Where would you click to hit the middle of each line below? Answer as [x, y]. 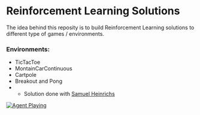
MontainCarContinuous [44, 69]
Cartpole [26, 75]
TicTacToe [28, 62]
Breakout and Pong [39, 81]
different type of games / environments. [55, 33]
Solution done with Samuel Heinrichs [69, 94]
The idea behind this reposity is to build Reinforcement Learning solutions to [100, 27]
